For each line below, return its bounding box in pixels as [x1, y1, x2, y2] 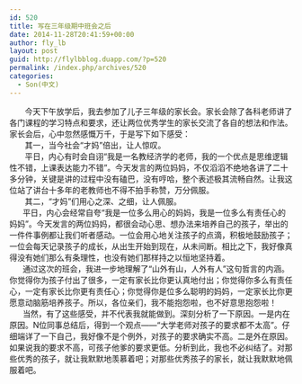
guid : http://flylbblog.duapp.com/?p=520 [9, 55, 167, 64]
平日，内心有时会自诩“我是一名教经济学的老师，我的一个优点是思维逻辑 [24, 150, 289, 162]
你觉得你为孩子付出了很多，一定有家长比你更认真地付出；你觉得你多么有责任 [9, 274, 293, 285]
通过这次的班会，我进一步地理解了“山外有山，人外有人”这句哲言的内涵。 [22, 263, 289, 274]
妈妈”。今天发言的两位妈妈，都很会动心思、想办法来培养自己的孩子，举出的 [9, 218, 289, 229]
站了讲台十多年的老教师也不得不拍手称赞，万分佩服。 [16, 184, 214, 195]
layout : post [9, 47, 58, 56]
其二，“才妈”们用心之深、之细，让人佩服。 [24, 195, 182, 207]
